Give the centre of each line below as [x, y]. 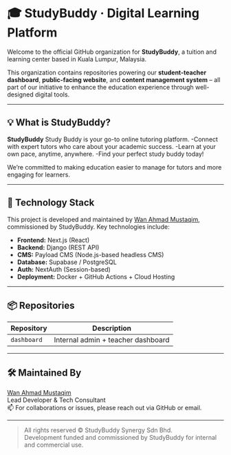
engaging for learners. [39, 174]
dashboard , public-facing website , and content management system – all [114, 79]
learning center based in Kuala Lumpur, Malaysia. [77, 59]
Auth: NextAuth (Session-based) [64, 269]
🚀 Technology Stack [51, 203]
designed [21, 94]
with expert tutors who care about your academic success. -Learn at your [112, 146]
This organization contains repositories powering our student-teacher [107, 72]
